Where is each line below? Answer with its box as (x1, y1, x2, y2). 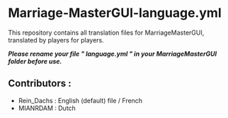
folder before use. (8, 57, 62, 65)
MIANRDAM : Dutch (18, 104, 76, 112)
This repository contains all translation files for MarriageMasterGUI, (8, 28, 205, 37)
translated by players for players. (8, 35, 105, 44)
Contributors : (8, 78, 72, 90)
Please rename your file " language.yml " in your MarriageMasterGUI (8, 49, 217, 58)
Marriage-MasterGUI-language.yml (8, 5, 222, 21)
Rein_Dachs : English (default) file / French (18, 96, 143, 105)
